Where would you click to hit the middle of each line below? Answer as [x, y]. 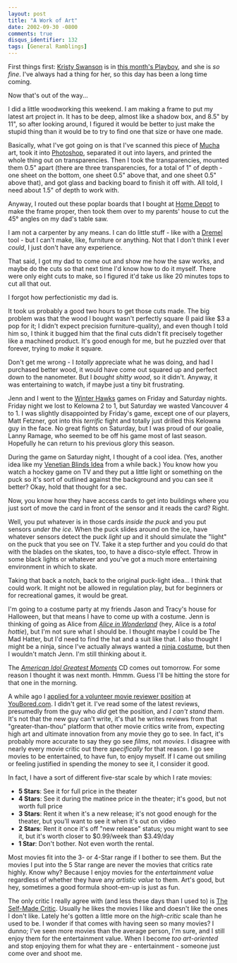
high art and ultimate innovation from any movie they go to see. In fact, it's [116, 734]
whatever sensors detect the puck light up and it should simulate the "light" [117, 537]
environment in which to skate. [53, 567]
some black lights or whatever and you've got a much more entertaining [113, 559]
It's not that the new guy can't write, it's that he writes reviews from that [113, 719]
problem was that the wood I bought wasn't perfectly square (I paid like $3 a [119, 319]
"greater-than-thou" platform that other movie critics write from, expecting [116, 726]
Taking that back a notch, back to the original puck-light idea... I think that [115, 580]
